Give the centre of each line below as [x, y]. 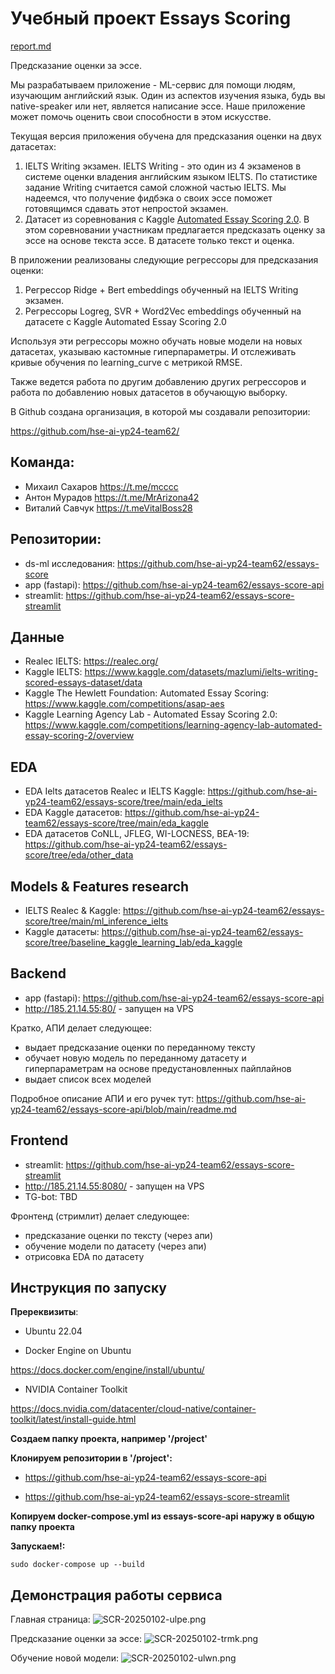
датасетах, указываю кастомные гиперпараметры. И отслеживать [153, 351]
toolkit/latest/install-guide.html [73, 1419]
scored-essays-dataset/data [83, 683]
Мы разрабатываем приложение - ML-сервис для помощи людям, [153, 84]
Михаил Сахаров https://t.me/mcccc [101, 486]
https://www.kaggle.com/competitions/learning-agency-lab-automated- [173, 725]
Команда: [42, 462]
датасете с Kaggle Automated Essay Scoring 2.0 [125, 321]
